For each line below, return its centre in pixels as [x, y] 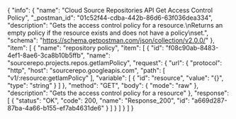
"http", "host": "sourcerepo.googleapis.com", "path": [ [86, 70]
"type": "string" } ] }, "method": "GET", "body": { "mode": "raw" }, [103, 85]
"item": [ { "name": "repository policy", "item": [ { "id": [86, 48]
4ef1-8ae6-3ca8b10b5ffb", [46, 55]
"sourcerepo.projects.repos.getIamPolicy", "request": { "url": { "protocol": [115, 63]
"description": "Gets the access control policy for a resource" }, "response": [118, 93]
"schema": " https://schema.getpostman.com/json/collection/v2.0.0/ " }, [111, 40]
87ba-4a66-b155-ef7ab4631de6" [56, 108]
